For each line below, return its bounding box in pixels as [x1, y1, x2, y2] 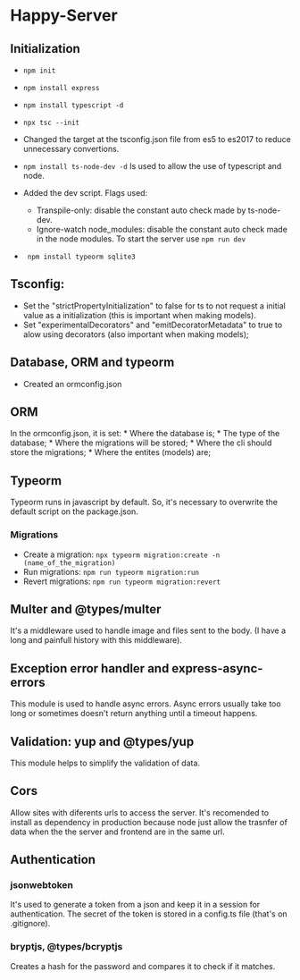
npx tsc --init [22, 118, 80, 127]
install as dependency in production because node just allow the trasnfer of [10, 816, 288, 827]
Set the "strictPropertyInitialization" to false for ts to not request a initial [22, 300, 287, 311]
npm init [22, 66, 56, 75]
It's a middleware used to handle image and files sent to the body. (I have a [10, 625, 287, 636]
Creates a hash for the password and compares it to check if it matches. [10, 960, 276, 971]
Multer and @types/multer [10, 601, 162, 617]
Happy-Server [10, 5, 119, 26]
